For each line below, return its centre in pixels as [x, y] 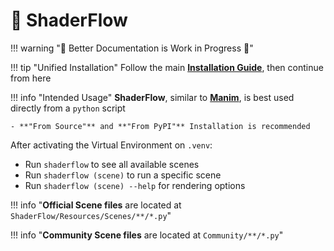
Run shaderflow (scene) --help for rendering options [135, 185]
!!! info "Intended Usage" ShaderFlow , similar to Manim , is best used [152, 97]
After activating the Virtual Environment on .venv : [111, 145]
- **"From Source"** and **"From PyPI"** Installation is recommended [160, 126]
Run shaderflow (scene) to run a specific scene [123, 175]
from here [31, 78]
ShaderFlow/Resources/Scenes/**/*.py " [91, 215]
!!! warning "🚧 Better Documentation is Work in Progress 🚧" [132, 48]
